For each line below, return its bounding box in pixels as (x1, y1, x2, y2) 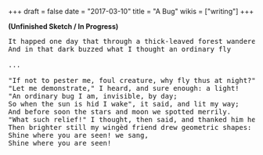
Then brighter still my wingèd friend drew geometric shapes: (8, 123, 252, 132)
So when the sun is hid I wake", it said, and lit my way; (8, 99, 240, 108)
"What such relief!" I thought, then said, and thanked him (8, 115, 244, 124)
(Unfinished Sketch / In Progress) (8, 22, 119, 31)
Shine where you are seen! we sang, (8, 131, 149, 139)
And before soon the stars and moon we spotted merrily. (8, 107, 232, 116)
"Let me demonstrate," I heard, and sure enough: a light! (8, 84, 240, 92)
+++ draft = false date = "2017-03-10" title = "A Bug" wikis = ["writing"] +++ (8, 7, 254, 16)
